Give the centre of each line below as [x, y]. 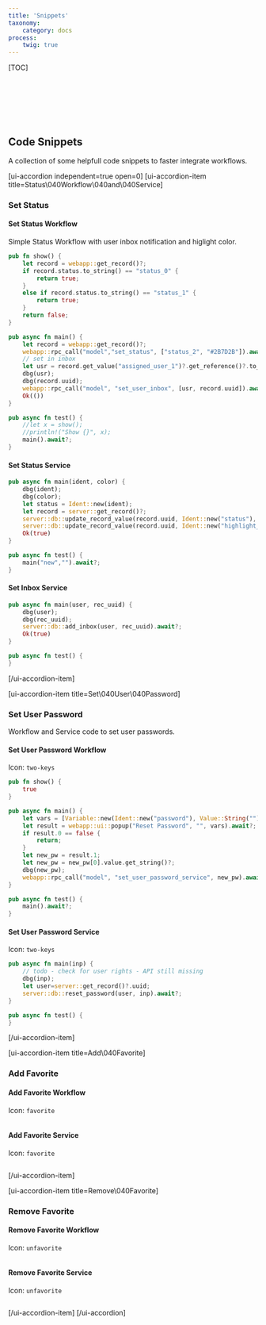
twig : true [40, 45]
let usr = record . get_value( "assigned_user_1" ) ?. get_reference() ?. [136, 367]
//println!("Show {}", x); [67, 432]
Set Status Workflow [43, 224]
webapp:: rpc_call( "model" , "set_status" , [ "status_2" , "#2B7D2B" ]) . [136, 351]
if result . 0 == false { [62, 833]
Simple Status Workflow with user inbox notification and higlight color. [123, 242]
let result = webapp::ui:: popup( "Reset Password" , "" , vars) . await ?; [140, 826]
